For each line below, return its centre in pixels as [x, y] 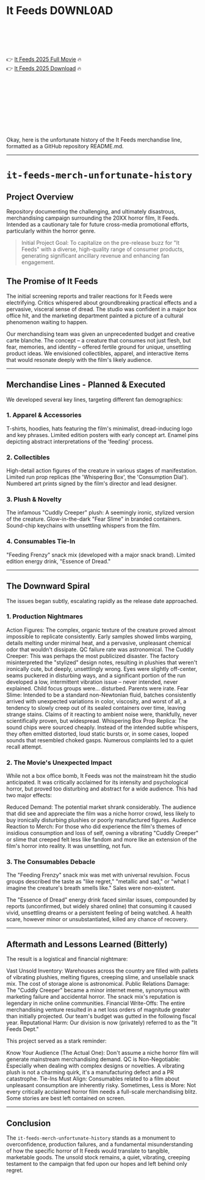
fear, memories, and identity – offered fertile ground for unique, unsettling [99, 347]
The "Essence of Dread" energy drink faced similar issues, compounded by [101, 900]
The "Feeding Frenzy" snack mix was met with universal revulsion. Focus [98, 875]
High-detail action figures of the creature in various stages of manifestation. [102, 471]
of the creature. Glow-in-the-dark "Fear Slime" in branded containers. [94, 519]
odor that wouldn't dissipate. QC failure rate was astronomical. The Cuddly [100, 649]
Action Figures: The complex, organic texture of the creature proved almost [101, 630]
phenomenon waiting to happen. [47, 322]
